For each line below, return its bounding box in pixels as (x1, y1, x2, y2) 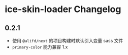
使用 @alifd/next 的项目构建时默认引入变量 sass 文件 (12, 38, 123, 43)
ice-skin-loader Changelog (5, 4, 121, 15)
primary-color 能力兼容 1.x (12, 44, 68, 50)
